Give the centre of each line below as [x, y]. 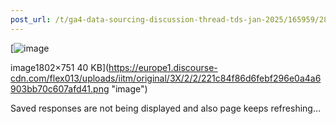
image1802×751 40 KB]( [60, 67]
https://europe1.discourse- [163, 67]
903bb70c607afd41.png [60, 88]
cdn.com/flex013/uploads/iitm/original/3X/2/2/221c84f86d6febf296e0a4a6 [166, 78]
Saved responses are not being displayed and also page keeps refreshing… [166, 108]
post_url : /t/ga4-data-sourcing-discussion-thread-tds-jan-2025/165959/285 [171, 19]
